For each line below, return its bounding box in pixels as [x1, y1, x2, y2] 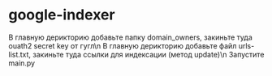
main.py [8, 58, 35, 68]
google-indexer [8, 6, 115, 24]
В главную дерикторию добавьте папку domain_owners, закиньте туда [8, 32, 253, 42]
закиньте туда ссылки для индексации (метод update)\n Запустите [32, 49, 265, 59]
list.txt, [8, 49, 31, 59]
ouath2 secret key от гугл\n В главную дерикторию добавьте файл [8, 40, 237, 50]
